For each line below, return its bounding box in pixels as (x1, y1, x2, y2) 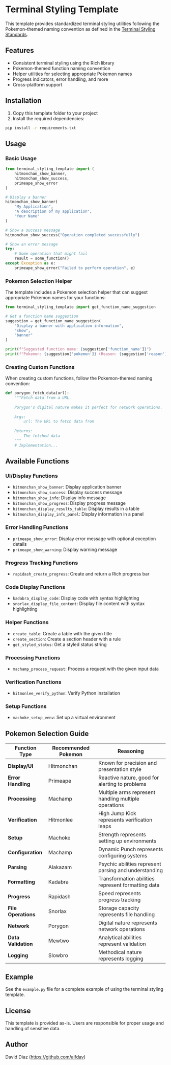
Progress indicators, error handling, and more (12, 76, 108, 82)
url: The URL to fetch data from (23, 419, 95, 424)
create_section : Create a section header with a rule (12, 636, 121, 642)
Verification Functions (5, 678, 62, 685)
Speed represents (98, 890, 141, 897)
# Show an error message (5, 241, 58, 247)
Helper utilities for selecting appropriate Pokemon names (12, 71, 132, 77)
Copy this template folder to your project (12, 110, 98, 116)
